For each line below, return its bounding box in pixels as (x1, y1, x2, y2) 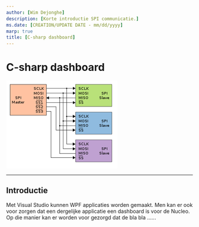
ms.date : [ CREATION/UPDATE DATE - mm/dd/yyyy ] (6, 22, 123, 28)
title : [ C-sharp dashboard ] (6, 34, 76, 41)
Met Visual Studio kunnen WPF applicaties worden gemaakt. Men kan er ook (6, 201, 193, 208)
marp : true (6, 28, 33, 34)
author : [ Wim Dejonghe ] (6, 9, 65, 15)
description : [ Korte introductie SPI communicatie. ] (6, 15, 139, 22)
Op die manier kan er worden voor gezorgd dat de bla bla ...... (6, 213, 156, 221)
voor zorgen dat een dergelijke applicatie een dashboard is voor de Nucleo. (6, 207, 190, 215)
